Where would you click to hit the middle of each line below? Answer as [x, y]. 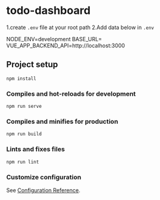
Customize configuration [44, 177]
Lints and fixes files [36, 149]
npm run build [24, 134]
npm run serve [24, 107]
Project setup [32, 65]
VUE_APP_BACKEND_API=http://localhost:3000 [66, 45]
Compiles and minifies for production [62, 121]
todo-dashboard [48, 11]
